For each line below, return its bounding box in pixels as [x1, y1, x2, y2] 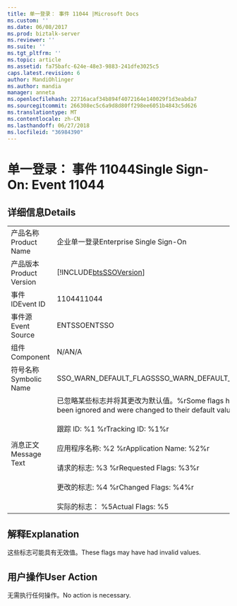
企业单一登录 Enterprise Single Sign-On [56, 237, 187, 247]
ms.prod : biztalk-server [7, 30, 80, 37]
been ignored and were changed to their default [56, 405, 215, 415]
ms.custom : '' [7, 17, 49, 24]
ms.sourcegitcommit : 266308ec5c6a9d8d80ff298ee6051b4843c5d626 [7, 102, 197, 109]
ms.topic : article [7, 57, 61, 64]
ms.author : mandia [7, 83, 61, 90]
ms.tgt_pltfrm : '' [7, 50, 61, 57]
